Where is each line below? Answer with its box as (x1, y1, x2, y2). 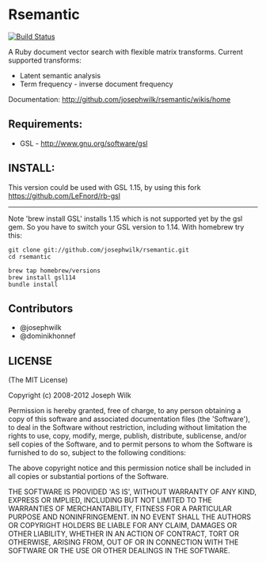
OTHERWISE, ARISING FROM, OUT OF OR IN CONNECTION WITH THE (8, 537, 239, 547)
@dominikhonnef (19, 331, 76, 341)
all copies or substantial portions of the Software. (8, 472, 169, 481)
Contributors (8, 302, 74, 315)
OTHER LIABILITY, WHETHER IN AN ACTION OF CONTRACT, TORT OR (8, 529, 239, 539)
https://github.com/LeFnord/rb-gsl (8, 191, 121, 200)
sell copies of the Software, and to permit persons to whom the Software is (8, 439, 253, 449)
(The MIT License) (8, 375, 69, 385)
